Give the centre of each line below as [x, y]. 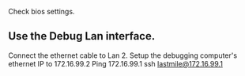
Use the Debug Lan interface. [82, 36]
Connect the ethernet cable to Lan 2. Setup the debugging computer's [123, 55]
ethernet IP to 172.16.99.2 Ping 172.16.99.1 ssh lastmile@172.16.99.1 [116, 63]
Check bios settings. [41, 11]
